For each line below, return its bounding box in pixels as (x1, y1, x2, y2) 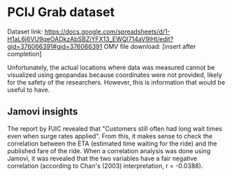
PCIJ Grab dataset (7, 4, 115, 20)
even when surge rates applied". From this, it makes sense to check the (7, 132, 213, 140)
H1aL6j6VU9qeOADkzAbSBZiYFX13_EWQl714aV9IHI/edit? (7, 34, 173, 43)
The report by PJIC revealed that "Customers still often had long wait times (7, 124, 222, 133)
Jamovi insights (7, 106, 78, 118)
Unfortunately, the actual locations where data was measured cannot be (7, 63, 215, 71)
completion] (7, 50, 42, 58)
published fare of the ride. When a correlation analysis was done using (7, 146, 211, 155)
